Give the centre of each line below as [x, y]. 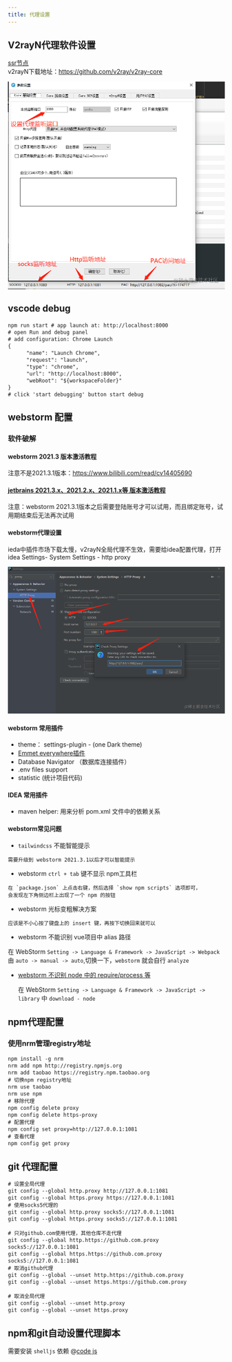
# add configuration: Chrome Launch [60, 339]
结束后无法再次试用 [47, 515]
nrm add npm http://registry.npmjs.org [65, 1066]
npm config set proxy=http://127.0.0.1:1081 [73, 1129]
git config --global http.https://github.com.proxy [83, 1240]
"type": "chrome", [52, 367]
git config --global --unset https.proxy [68, 1310]
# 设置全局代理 [27, 1184]
